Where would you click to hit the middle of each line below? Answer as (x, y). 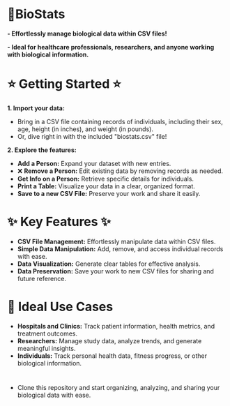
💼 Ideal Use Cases (60, 307)
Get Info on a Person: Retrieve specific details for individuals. (105, 179)
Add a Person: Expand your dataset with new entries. (94, 163)
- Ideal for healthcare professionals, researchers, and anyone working (111, 47)
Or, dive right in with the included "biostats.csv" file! (92, 136)
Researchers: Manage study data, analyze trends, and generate (109, 340)
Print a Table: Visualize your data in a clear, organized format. (106, 186)
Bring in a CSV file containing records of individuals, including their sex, (120, 121)
